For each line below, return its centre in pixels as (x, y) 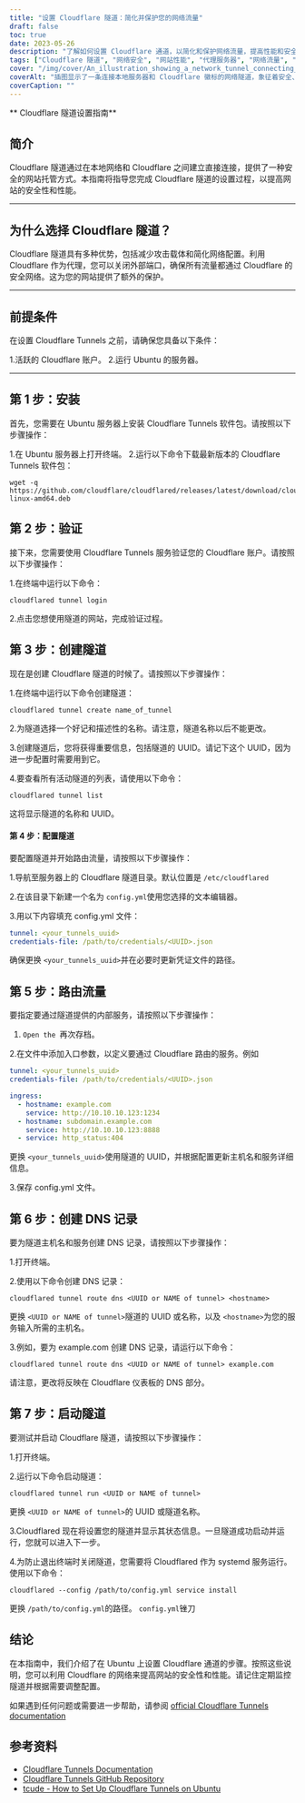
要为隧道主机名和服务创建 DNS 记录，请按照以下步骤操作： (119, 1242)
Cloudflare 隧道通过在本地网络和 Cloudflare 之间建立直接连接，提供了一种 (147, 167)
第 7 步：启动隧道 (58, 1414)
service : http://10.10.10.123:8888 (93, 1129)
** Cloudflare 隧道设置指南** (63, 112)
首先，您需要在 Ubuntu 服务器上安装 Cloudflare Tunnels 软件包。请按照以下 (151, 423)
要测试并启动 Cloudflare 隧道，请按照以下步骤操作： (107, 1437)
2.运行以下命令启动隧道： (57, 1476)
